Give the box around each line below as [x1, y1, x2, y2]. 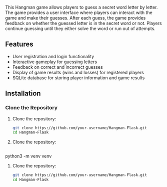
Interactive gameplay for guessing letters [12, 59, 97, 65]
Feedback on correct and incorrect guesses [12, 64, 103, 70]
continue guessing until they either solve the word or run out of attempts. [5, 26, 156, 32]
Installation [5, 89, 41, 98]
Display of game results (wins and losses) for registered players [12, 69, 144, 75]
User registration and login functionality [12, 53, 94, 59]
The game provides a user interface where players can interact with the [5, 10, 152, 16]
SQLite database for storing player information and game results [12, 75, 145, 81]
